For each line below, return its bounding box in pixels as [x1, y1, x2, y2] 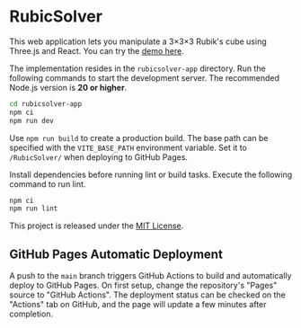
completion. [9, 308, 54, 320]
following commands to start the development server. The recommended [9, 72, 280, 83]
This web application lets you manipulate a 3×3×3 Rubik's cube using [9, 36, 267, 47]
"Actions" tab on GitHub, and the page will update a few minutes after [9, 299, 267, 310]
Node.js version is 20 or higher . [9, 82, 128, 93]
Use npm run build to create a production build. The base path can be [9, 132, 269, 143]
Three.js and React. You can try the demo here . [9, 45, 184, 56]
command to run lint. [9, 178, 86, 190]
